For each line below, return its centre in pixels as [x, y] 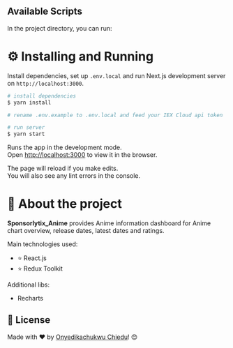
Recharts [30, 298]
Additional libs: [29, 285]
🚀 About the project [65, 204]
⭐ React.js [32, 258]
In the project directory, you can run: [60, 28]
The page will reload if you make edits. [63, 168]
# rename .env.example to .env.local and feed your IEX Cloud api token [115, 115]
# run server [26, 128]
